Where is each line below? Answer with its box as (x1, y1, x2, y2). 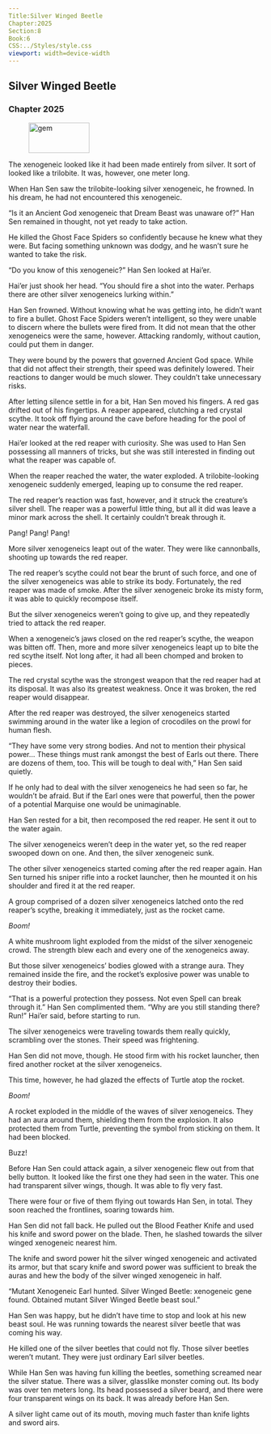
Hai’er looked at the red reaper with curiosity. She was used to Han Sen (8, 438, 247, 447)
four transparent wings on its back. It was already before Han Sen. (8, 1393, 230, 1403)
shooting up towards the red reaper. (8, 552, 128, 562)
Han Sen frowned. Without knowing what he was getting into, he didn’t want (8, 305, 262, 315)
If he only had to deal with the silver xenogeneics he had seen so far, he (8, 782, 248, 792)
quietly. (8, 766, 33, 776)
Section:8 (8, 27, 42, 35)
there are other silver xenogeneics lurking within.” (8, 289, 174, 299)
